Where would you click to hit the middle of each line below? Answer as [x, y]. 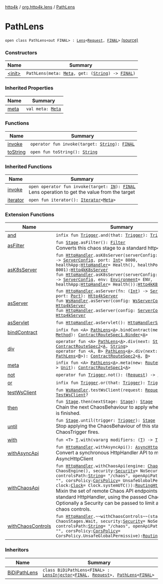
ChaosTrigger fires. [77, 432]
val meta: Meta [44, 109]
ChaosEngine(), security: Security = [97, 471]
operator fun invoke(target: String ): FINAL [82, 144]
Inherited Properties [29, 88]
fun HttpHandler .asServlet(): [90, 323]
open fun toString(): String [64, 152]
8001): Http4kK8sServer [82, 270]
